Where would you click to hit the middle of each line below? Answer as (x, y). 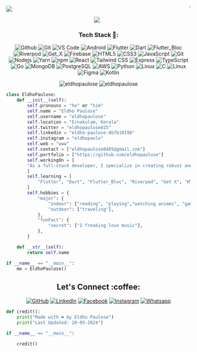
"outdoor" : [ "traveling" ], (81, 209)
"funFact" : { (53, 220)
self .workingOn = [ (51, 160)
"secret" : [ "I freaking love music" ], (95, 226)
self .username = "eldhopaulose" (67, 116)
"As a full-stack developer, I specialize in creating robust (105, 165)
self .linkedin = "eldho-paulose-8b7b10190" (81, 133)
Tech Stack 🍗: (98, 35)
